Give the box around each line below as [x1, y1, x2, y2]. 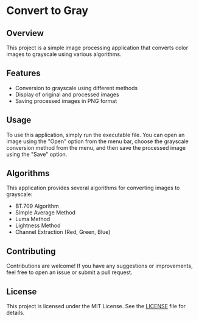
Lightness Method [15, 222, 61, 229]
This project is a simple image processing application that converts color [6, 44, 189, 51]
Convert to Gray [6, 4, 89, 18]
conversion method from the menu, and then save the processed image [6, 144, 186, 151]
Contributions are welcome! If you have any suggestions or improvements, [6, 263, 193, 270]
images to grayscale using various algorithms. [6, 51, 122, 58]
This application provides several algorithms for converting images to [6, 184, 180, 192]
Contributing [6, 246, 56, 256]
